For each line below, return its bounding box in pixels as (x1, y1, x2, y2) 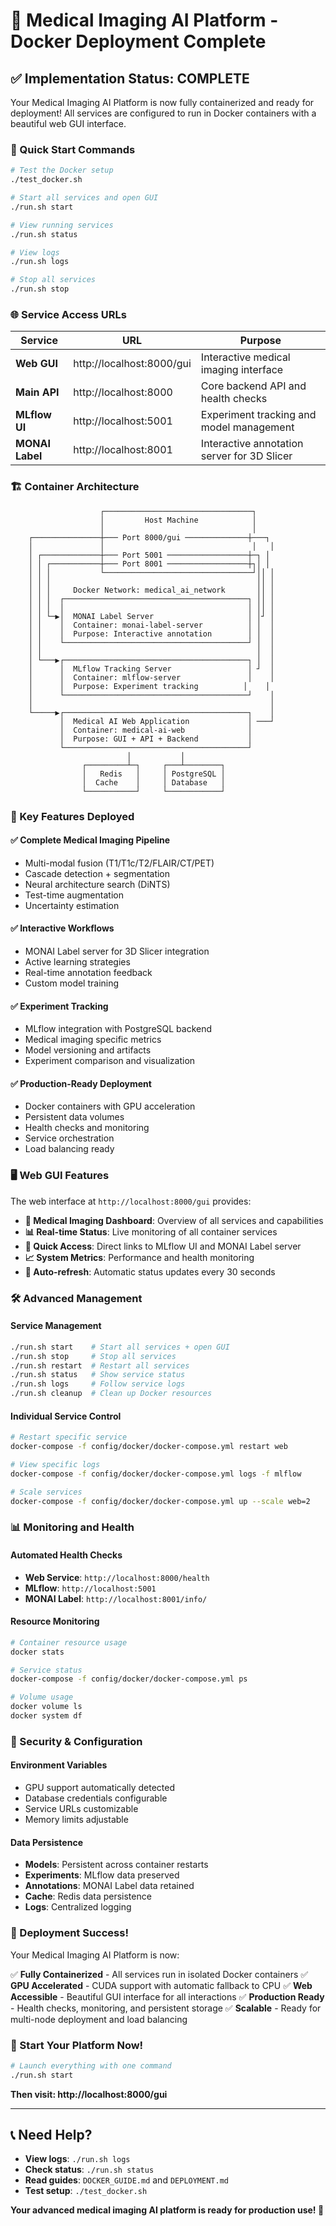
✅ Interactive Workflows (10, 922, 115, 934)
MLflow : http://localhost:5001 (24, 1582, 157, 1594)
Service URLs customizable (24, 1803, 139, 1815)
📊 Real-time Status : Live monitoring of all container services (24, 1225, 278, 1238)
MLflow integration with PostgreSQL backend (24, 1023, 213, 1035)
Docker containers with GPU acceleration (24, 1100, 196, 1113)
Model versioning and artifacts (24, 1044, 152, 1056)
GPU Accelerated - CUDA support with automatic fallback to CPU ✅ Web (10, 1979, 313, 1991)
